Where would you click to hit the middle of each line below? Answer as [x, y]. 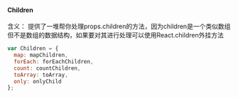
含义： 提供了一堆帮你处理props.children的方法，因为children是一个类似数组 [119, 26]
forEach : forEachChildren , [54, 61]
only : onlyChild [38, 81]
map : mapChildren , [41, 55]
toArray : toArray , [41, 75]
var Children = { [33, 49]
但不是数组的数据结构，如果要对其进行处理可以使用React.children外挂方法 [115, 35]
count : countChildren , [47, 68]
